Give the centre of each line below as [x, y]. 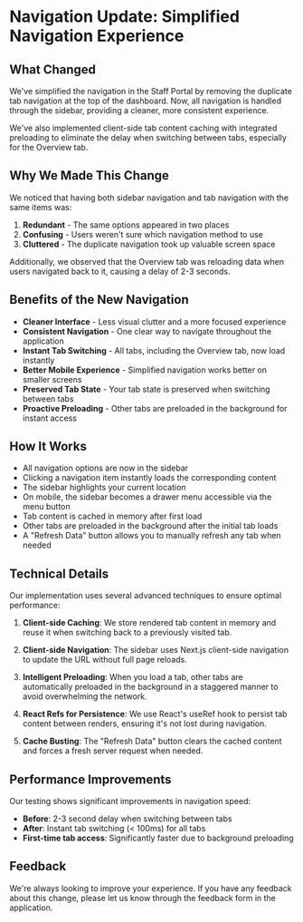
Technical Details [59, 573]
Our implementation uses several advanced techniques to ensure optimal [146, 596]
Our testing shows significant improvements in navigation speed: [130, 801]
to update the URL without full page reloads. [104, 660]
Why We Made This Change [89, 175]
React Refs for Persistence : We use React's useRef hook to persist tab [155, 714]
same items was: [41, 207]
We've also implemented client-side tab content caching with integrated [143, 128]
